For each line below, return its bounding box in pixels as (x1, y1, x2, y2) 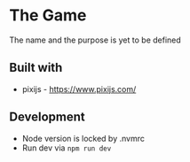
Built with (9, 60, 63, 75)
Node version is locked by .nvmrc (21, 133, 145, 143)
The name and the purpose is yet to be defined (9, 35, 182, 45)
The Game (9, 5, 87, 26)
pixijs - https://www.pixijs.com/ (21, 83, 137, 94)
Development (9, 110, 86, 125)
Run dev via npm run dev (21, 143, 112, 153)
